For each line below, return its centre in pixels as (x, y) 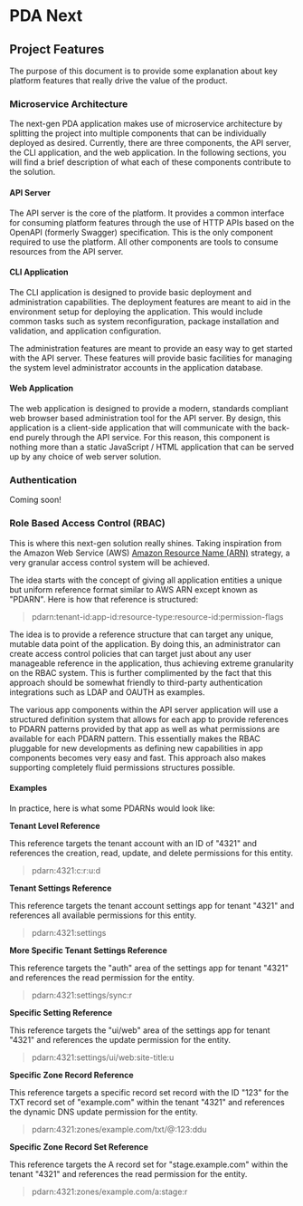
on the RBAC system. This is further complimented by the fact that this (141, 672)
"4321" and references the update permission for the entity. (120, 1039)
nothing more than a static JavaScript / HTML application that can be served (151, 447)
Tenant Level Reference (55, 825)
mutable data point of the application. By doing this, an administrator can (145, 643)
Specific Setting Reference (61, 1012)
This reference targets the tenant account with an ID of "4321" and (133, 843)
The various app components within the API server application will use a (144, 709)
